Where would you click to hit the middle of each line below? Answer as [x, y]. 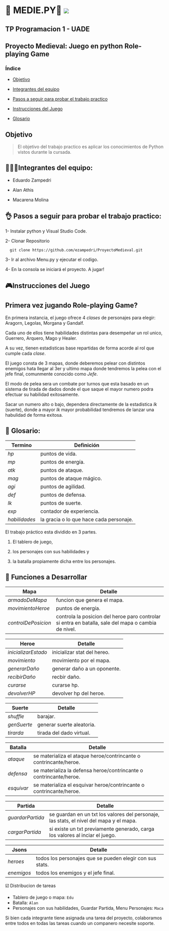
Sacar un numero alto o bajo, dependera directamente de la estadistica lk [81, 404]
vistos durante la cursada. [44, 152]
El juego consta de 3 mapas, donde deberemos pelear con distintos [75, 363]
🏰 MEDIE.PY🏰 [33, 10]
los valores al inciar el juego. [82, 835]
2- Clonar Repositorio [28, 241]
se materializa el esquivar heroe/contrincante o [89, 785]
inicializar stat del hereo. [81, 652]
